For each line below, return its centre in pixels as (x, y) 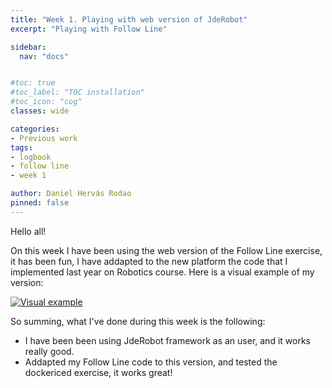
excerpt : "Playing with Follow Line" (89, 29)
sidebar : (28, 47)
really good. (49, 351)
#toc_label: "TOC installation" (77, 92)
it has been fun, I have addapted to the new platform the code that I (149, 261)
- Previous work (44, 138)
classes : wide (40, 111)
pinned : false (40, 203)
